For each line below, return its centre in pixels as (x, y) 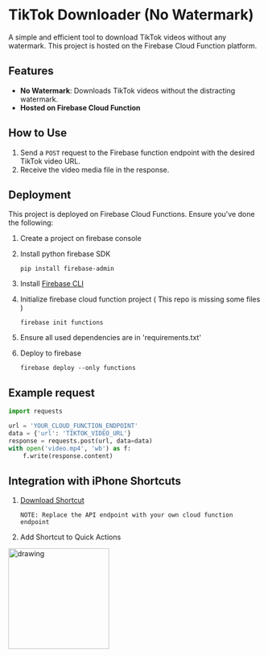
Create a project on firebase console (81, 239)
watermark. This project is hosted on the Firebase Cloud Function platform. (133, 45)
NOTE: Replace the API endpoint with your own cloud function (126, 515)
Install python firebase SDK (65, 254)
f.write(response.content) (68, 456)
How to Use (38, 133)
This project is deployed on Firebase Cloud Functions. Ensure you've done (132, 214)
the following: (31, 222)
